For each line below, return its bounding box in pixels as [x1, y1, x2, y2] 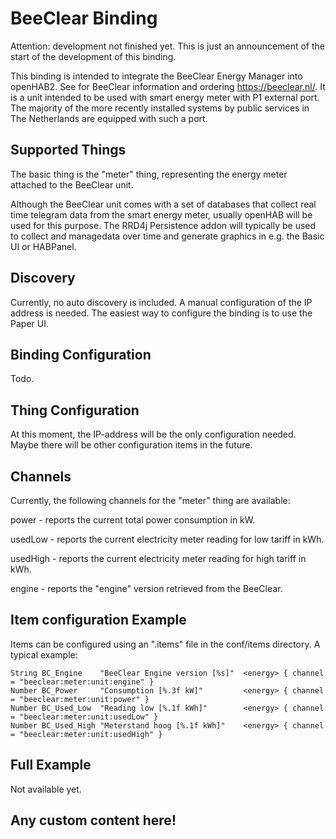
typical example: [10, 648, 78, 661]
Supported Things [10, 142, 127, 159]
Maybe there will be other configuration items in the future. [10, 439, 253, 451]
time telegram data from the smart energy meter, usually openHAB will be [10, 208, 313, 221]
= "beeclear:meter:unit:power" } [10, 694, 150, 704]
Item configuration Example [10, 612, 187, 629]
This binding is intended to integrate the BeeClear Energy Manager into [10, 70, 303, 82]
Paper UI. [10, 317, 49, 329]
